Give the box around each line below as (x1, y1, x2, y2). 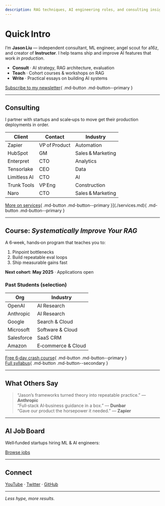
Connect (5, 468, 32, 476)
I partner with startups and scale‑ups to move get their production (5, 117, 138, 123)
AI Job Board (5, 427, 45, 435)
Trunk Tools (7, 182, 34, 189)
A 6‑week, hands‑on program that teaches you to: (5, 240, 106, 246)
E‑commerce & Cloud (37, 343, 86, 349)
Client (14, 133, 28, 140)
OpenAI (7, 302, 26, 309)
